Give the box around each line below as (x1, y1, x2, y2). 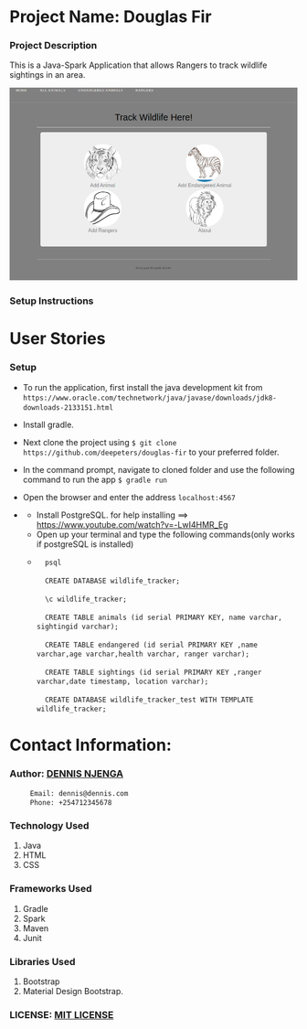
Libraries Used (9, 955, 76, 968)
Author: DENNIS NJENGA (9, 766, 123, 779)
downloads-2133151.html (22, 402, 114, 413)
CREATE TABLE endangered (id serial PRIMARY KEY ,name (44, 640, 259, 649)
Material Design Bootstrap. (22, 985, 123, 996)
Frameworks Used (9, 883, 93, 895)
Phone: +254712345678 (29, 799, 112, 808)
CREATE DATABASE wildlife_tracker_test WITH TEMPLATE (44, 695, 254, 704)
